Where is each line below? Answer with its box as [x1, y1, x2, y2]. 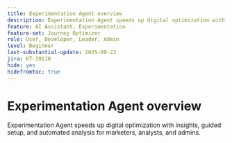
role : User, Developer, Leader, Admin [7, 36, 119, 43]
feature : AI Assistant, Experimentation [7, 23, 126, 30]
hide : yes [7, 62, 36, 69]
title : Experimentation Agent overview [7, 10, 123, 17]
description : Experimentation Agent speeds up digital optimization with [7, 17, 226, 24]
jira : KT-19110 [7, 56, 51, 62]
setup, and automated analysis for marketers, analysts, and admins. [7, 128, 201, 137]
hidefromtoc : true [7, 68, 60, 75]
